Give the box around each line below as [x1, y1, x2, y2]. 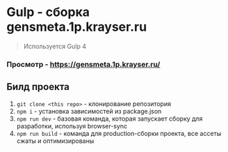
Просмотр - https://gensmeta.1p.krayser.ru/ [6, 59, 161, 69]
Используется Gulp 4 [23, 42, 86, 50]
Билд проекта [6, 81, 70, 93]
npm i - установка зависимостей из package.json [16, 107, 162, 115]
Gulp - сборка [6, 4, 90, 20]
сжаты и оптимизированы [16, 137, 95, 145]
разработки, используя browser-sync [16, 121, 128, 130]
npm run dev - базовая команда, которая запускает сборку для [16, 114, 203, 123]
